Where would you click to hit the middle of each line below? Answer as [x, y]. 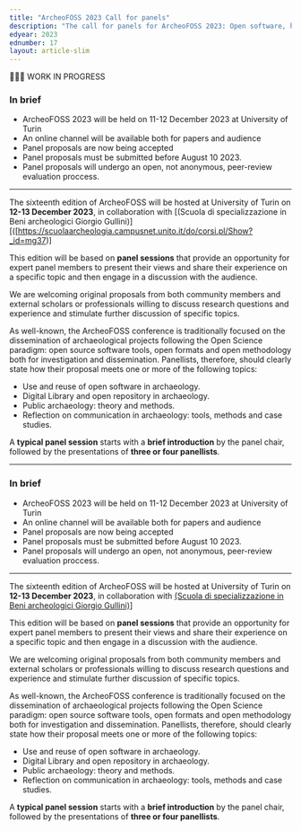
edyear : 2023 [34, 34]
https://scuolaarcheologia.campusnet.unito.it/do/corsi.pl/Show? [135, 231]
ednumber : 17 [34, 43]
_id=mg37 [28, 241]
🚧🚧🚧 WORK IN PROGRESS [57, 76]
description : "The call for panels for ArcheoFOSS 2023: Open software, [148, 26]
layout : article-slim [50, 51]
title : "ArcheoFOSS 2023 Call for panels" [90, 18]
